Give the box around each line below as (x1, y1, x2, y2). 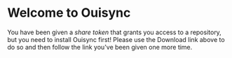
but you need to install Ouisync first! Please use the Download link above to (7, 35, 226, 43)
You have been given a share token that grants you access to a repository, (7, 28, 222, 36)
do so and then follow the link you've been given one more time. (7, 43, 193, 51)
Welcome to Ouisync (7, 5, 131, 21)
